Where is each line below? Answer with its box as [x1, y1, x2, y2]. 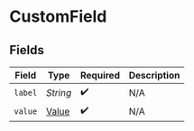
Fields [9, 42, 45, 58]
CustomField [9, 6, 107, 27]
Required [79, 70, 120, 81]
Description [128, 70, 180, 81]
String [45, 86, 72, 98]
